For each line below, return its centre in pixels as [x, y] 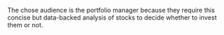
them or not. [26, 25]
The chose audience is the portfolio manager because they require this [111, 10]
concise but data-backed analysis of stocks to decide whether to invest [112, 17]
